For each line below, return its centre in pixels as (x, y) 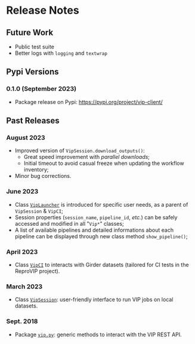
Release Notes (43, 10)
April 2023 (22, 251)
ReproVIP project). (37, 271)
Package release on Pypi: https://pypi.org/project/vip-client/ (89, 102)
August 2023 (26, 138)
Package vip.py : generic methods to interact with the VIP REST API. (98, 334)
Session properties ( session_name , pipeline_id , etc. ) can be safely (96, 217)
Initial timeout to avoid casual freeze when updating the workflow (104, 163)
